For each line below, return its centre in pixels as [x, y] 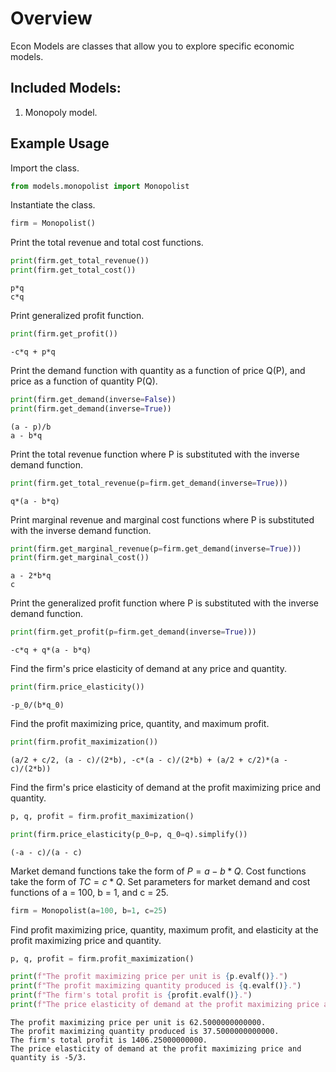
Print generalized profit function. [77, 316]
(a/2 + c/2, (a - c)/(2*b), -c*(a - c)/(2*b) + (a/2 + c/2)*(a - [149, 760]
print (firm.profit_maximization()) [84, 742]
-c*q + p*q [33, 352]
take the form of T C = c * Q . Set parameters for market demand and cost [160, 881]
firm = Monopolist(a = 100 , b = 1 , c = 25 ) [89, 910]
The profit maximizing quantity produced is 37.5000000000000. [145, 1031]
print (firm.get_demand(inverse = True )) [91, 408]
